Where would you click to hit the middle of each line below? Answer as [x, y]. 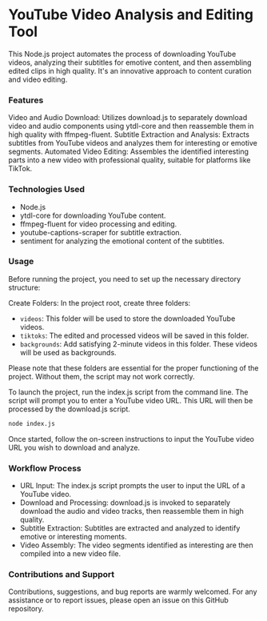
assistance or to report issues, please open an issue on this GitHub [119, 600]
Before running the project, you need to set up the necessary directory [125, 278]
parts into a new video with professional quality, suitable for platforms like [130, 160]
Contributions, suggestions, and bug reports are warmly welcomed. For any [133, 592]
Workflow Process [45, 468]
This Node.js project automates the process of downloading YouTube [122, 54]
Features [26, 100]
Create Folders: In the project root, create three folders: [100, 302]
